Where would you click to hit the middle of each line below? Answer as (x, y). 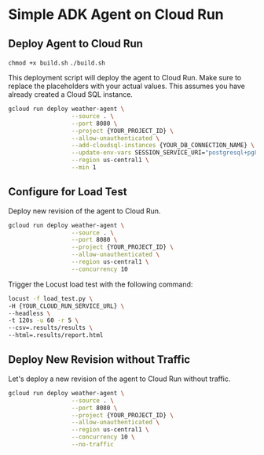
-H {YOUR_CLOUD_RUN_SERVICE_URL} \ (66, 306)
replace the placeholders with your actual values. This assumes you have (126, 86)
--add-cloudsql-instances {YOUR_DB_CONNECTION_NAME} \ (163, 146)
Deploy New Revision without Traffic (99, 360)
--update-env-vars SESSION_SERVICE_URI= (138, 153)
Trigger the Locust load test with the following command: (101, 284)
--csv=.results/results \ (50, 328)
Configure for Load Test (68, 192)
